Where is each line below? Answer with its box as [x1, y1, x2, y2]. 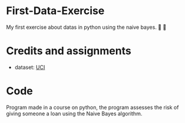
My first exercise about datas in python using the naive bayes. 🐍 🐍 [6, 24, 167, 31]
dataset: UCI [14, 64, 45, 71]
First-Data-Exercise [6, 4, 105, 18]
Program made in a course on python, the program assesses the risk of [6, 104, 179, 111]
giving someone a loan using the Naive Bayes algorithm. [6, 110, 143, 117]
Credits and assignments [6, 44, 131, 58]
